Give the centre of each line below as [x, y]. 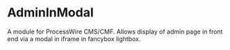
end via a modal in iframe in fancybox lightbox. [74, 38]
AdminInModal [50, 13]
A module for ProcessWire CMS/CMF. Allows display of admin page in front [115, 32]
